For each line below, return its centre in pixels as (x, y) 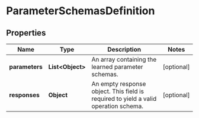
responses (24, 95)
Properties (26, 33)
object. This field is (118, 91)
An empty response (119, 84)
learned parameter (117, 67)
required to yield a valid (124, 99)
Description (124, 50)
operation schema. (118, 106)
